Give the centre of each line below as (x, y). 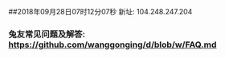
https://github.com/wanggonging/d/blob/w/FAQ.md (112, 44)
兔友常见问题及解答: (47, 34)
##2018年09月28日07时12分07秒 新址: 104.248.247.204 (100, 12)
